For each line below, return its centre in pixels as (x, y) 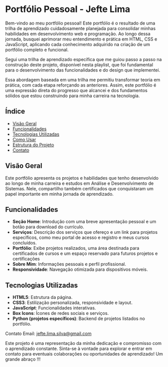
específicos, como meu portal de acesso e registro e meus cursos (81, 238)
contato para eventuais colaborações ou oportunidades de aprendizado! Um (84, 354)
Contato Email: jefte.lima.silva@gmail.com (48, 333)
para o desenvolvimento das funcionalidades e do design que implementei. (83, 70)
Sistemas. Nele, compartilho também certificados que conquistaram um (79, 188)
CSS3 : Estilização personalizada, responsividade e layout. (72, 303)
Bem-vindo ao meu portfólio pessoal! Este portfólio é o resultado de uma (80, 23)
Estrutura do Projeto (33, 145)
